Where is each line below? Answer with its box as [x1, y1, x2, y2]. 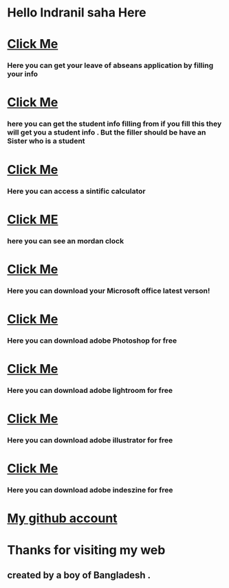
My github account [7, 510, 118, 526]
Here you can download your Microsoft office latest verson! [7, 286, 210, 295]
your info [7, 69, 39, 79]
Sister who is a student [7, 136, 85, 146]
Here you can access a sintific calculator [7, 186, 146, 196]
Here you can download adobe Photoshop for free [7, 335, 177, 345]
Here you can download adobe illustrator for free [7, 436, 173, 445]
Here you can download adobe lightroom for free [7, 385, 173, 395]
